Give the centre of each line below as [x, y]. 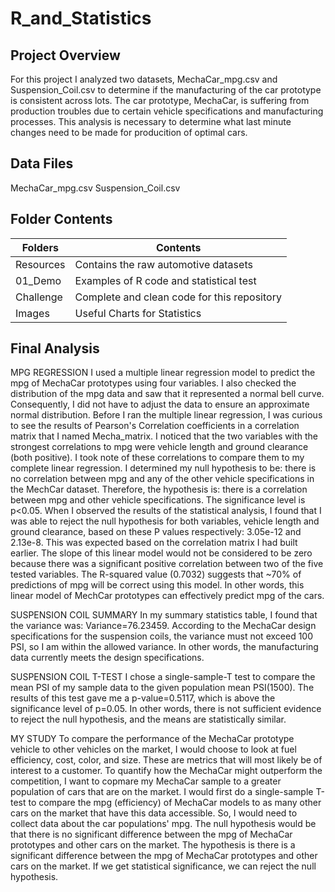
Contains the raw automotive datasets [163, 264]
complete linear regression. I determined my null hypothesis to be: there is [163, 468]
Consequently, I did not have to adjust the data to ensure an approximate [160, 404]
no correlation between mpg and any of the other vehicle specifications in [162, 479]
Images [32, 313]
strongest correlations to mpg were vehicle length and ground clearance [159, 447]
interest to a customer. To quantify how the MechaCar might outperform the [166, 771]
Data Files [42, 163]
